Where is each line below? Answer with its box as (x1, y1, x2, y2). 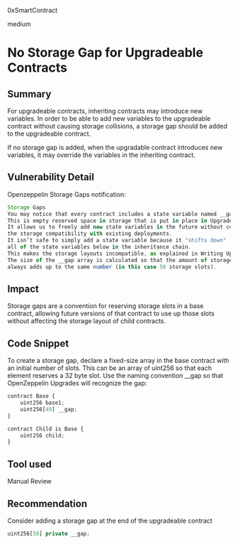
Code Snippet (7, 337, 69, 349)
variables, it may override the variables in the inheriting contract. (7, 151, 196, 159)
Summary (7, 88, 52, 100)
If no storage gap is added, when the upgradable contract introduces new (7, 143, 223, 151)
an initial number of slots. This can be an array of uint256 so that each (7, 364, 212, 372)
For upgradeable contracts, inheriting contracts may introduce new (7, 107, 203, 115)
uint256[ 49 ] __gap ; (20, 406, 78, 413)
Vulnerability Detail (7, 171, 94, 183)
